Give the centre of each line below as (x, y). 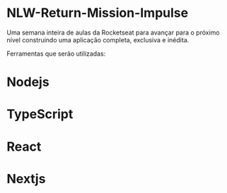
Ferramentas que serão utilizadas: (56, 54)
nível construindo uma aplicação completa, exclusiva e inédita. (98, 39)
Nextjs (26, 179)
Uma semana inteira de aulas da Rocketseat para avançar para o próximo (113, 32)
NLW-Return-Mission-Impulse (98, 13)
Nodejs (28, 82)
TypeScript (40, 114)
